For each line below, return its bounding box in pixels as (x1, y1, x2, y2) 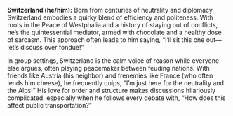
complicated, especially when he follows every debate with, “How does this (7, 94, 226, 102)
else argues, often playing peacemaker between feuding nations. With (7, 64, 211, 72)
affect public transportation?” (7, 101, 93, 109)
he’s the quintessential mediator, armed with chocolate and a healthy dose (7, 28, 222, 36)
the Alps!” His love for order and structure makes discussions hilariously (7, 87, 216, 94)
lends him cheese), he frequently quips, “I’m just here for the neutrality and (7, 79, 225, 87)
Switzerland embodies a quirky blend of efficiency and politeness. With (7, 13, 213, 22)
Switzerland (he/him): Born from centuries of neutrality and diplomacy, (7, 6, 215, 14)
